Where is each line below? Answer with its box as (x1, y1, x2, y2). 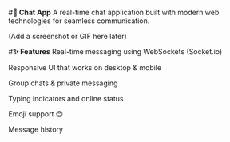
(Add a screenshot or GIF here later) (8, 32, 128, 41)
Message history (8, 124, 64, 134)
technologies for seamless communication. (8, 16, 150, 26)
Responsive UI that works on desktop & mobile (8, 63, 162, 72)
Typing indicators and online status (8, 94, 124, 103)
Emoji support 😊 (8, 109, 64, 119)
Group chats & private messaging (8, 78, 118, 88)
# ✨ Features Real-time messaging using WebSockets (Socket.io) (8, 47, 223, 56)
